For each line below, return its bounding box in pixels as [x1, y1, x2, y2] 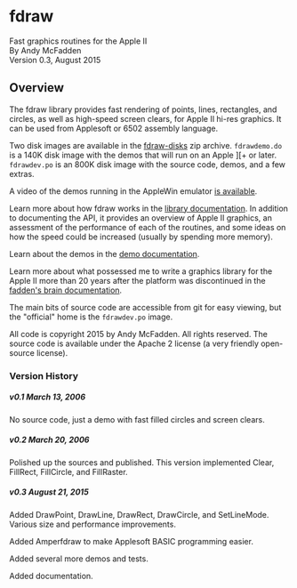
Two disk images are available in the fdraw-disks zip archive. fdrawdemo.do [9, 140, 283, 150]
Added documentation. [9, 570, 93, 581]
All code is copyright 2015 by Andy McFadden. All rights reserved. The [9, 328, 269, 339]
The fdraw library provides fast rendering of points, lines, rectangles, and [9, 104, 277, 115]
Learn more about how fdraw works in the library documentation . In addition [9, 203, 289, 213]
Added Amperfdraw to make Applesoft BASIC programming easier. [9, 536, 253, 546]
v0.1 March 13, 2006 [9, 391, 86, 402]
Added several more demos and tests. [9, 553, 148, 564]
